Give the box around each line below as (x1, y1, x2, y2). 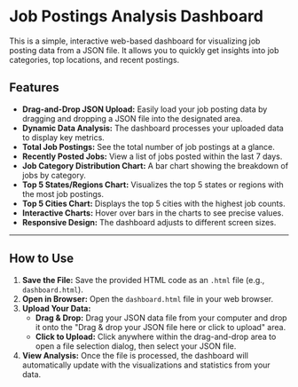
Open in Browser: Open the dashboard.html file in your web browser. (21, 293, 274, 304)
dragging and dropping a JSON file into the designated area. (21, 113, 243, 123)
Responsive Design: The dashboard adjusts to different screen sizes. (21, 217, 277, 227)
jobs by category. (21, 170, 86, 180)
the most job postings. (21, 188, 105, 199)
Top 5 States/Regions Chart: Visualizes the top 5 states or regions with (21, 179, 284, 190)
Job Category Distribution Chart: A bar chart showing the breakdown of (21, 160, 289, 170)
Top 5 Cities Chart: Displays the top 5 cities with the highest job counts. (21, 198, 286, 209)
